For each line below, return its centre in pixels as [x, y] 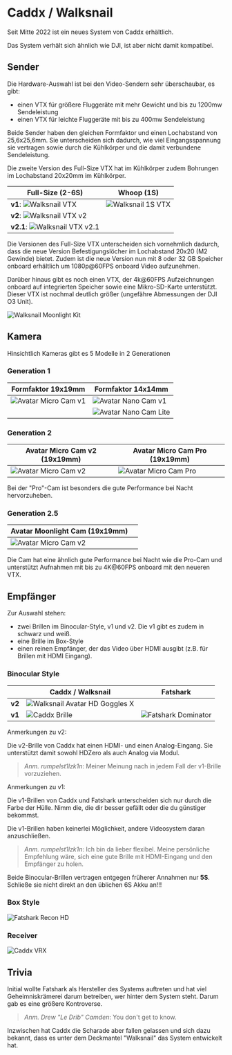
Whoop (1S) [138, 192]
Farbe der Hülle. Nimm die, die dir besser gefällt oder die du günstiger [107, 807]
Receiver [22, 935]
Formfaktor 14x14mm [131, 389]
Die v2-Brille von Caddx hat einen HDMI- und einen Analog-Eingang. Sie [110, 745]
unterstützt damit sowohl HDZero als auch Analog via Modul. [94, 752]
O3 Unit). [20, 301]
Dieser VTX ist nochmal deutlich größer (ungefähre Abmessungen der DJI [112, 294]
